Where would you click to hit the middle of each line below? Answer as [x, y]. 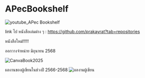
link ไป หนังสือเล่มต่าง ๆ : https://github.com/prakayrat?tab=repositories [72, 31]
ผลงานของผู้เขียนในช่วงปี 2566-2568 [36, 70]
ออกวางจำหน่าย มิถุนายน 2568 [30, 51]
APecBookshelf [37, 9]
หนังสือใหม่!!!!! [17, 41]
